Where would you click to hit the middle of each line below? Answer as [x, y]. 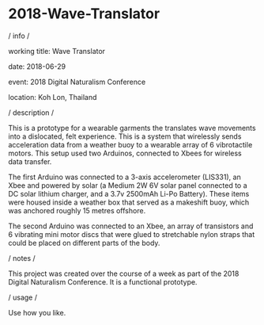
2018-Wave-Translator [84, 14]
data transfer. [30, 161]
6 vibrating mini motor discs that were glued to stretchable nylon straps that [132, 234]
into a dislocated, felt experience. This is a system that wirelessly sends [125, 136]
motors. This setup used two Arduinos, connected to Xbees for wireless [125, 153]
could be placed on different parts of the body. [84, 243]
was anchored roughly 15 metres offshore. [77, 210]
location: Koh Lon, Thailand [53, 97]
